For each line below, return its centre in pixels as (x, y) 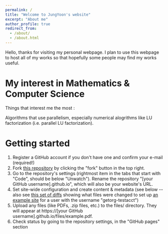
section (20, 226)
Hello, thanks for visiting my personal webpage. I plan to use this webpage (82, 52)
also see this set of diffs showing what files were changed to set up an (85, 195)
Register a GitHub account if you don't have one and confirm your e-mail (88, 157)
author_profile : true (28, 24)
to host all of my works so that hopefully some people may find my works (81, 57)
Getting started (38, 143)
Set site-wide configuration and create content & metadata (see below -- (88, 189)
